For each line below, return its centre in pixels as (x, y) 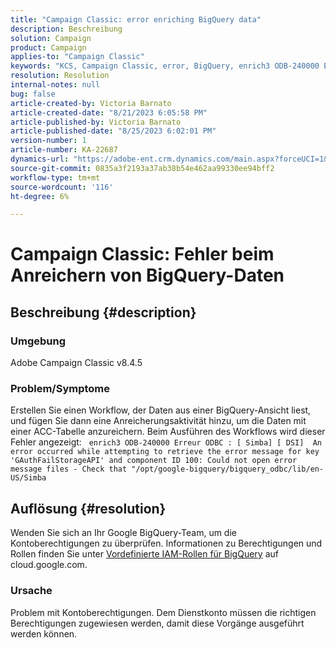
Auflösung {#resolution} (88, 508)
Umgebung (38, 341)
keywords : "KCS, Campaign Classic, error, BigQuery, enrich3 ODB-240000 (165, 66)
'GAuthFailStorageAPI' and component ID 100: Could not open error (154, 461)
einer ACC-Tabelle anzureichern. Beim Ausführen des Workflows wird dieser (168, 432)
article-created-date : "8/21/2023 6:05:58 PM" (109, 112)
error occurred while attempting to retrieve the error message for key (165, 452)
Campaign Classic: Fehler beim (142, 254)
